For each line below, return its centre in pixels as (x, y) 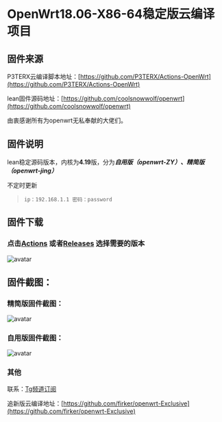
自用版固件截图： (35, 338)
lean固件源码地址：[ (35, 98)
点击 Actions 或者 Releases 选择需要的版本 (76, 243)
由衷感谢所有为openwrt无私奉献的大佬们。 (67, 120)
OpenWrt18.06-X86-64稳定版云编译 (111, 14)
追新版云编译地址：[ (35, 403)
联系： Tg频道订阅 (32, 388)
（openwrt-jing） (32, 170)
